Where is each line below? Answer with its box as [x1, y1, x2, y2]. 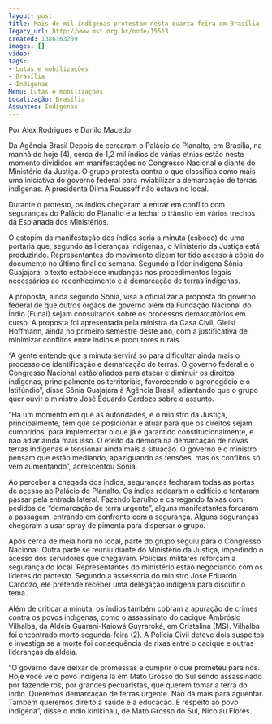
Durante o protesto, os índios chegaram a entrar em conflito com [8, 200, 226, 210]
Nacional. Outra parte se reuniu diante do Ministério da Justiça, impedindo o [8, 545, 264, 555]
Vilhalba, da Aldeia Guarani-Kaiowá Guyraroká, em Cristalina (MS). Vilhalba [8, 622, 260, 631]
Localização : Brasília [8, 95, 85, 103]
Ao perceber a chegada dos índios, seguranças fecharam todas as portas [8, 478, 255, 487]
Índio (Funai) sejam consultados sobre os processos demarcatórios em [8, 309, 246, 319]
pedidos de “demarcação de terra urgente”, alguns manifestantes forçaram [8, 504, 259, 513]
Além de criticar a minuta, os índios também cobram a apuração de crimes [8, 604, 258, 614]
